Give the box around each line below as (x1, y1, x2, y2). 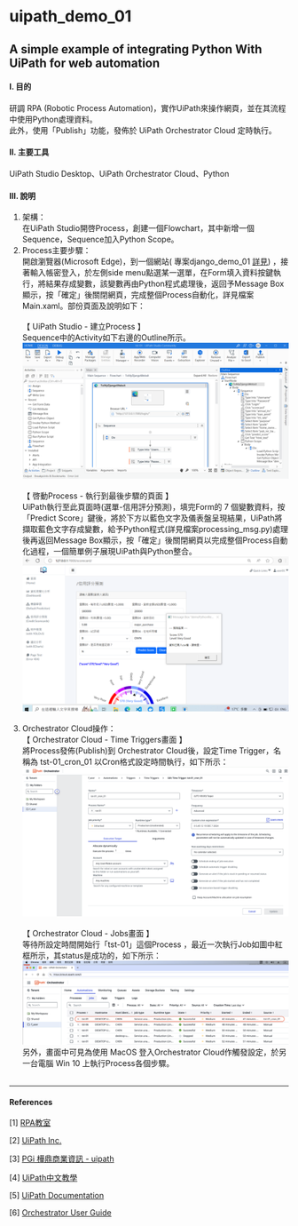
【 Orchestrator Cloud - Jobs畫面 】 (21, 927, 154, 938)
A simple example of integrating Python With (9, 42, 263, 57)
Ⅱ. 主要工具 (9, 147, 50, 157)
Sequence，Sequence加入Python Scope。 (21, 234, 179, 245)
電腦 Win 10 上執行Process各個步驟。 (37, 1058, 175, 1069)
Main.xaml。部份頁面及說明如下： (21, 300, 146, 312)
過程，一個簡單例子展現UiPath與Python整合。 (29, 545, 197, 556)
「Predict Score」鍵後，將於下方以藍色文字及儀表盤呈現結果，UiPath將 (21, 513, 283, 523)
